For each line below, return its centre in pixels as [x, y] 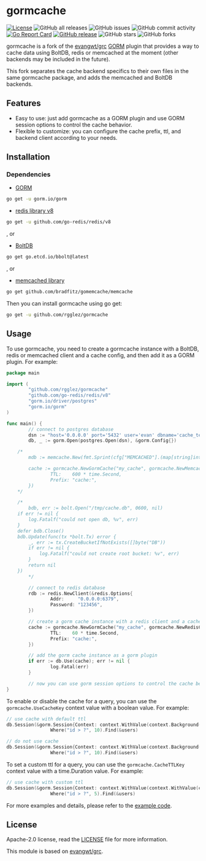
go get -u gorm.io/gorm [37, 199]
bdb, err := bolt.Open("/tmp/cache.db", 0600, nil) [96, 508]
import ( [17, 384]
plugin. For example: [32, 361]
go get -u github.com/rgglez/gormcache [57, 315]
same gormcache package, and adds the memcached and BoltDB [90, 77]
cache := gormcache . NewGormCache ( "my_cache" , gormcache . [102, 627]
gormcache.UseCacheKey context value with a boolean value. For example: [98, 708]
